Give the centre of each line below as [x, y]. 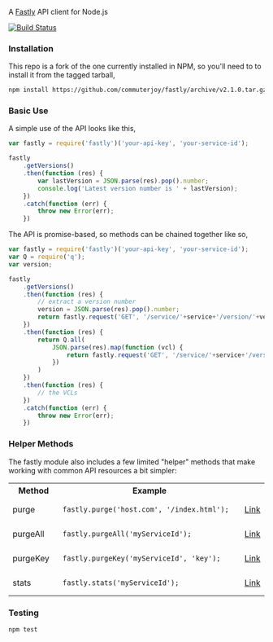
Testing [24, 613]
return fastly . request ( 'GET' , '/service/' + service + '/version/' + [149, 317]
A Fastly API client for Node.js [58, 12]
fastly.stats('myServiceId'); [121, 583]
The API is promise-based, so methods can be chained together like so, [128, 235]
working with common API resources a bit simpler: [93, 470]
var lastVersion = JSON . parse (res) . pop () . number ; [123, 181]
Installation [31, 48]
